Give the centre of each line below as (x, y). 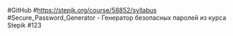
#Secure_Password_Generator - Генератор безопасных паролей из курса (117, 18)
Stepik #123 (24, 25)
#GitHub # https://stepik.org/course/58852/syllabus (82, 10)
